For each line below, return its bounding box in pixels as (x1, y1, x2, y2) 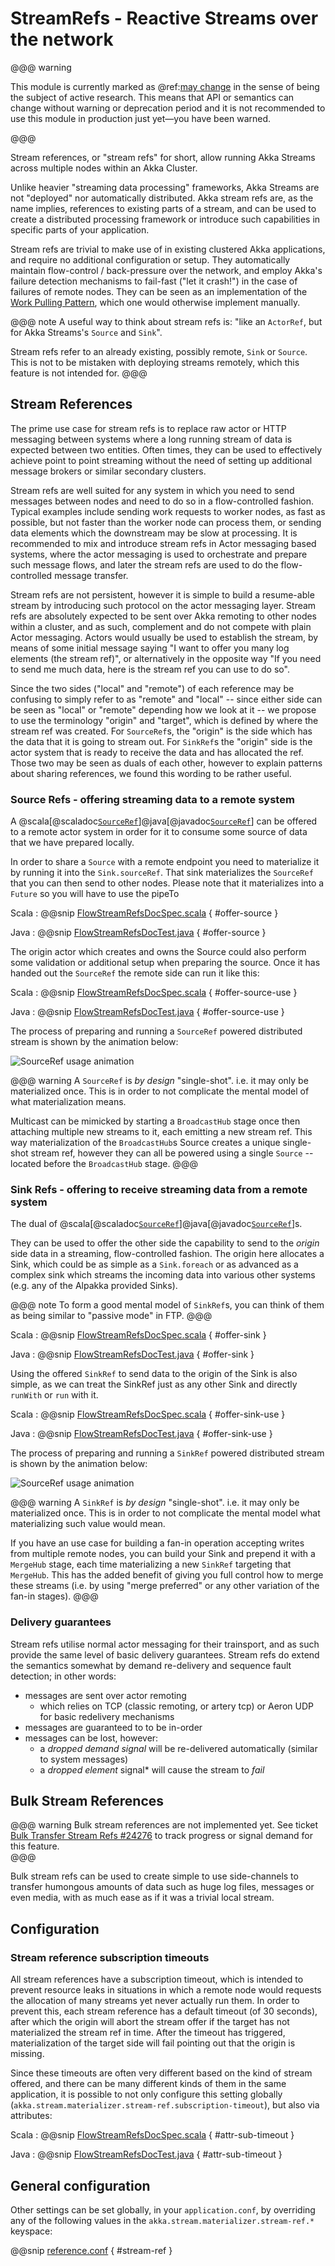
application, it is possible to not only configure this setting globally (10, 2088, 283, 2101)
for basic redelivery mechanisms (39, 1710, 175, 1722)
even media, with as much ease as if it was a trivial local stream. (10, 1892, 275, 1904)
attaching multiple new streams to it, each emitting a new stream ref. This (10, 1126, 313, 1138)
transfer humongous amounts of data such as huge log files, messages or (10, 1881, 315, 1893)
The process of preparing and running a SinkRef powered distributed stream (10, 1447, 325, 1459)
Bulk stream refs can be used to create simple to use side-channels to (10, 1870, 299, 1882)
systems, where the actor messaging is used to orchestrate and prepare (10, 548, 308, 560)
